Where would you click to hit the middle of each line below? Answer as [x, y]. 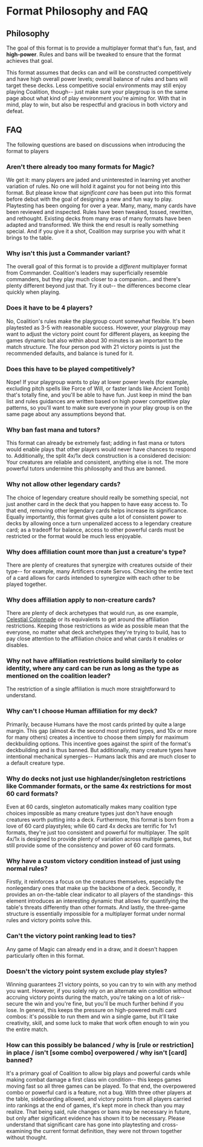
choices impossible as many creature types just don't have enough [90, 813]
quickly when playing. [34, 292]
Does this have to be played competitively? [71, 369]
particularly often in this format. [45, 955]
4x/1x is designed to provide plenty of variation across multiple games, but [99, 839]
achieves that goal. [30, 61]
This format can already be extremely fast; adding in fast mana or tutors [96, 443]
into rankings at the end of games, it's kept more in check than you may [95, 1105]
